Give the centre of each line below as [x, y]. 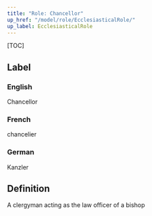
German [21, 152]
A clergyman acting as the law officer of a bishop [76, 205]
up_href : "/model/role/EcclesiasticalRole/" [71, 20]
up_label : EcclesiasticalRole [50, 26]
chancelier [22, 134]
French [19, 119]
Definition [28, 189]
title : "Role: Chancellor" [45, 13]
